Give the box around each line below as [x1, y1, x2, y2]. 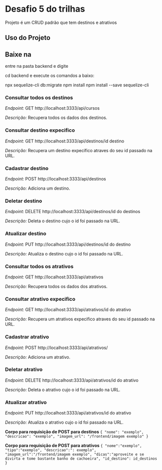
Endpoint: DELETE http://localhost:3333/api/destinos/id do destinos [5, 209, 141, 215]
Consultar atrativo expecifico [5, 295, 76, 302]
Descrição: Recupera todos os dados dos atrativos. [5, 283, 108, 289]
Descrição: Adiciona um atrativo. [5, 354, 70, 360]
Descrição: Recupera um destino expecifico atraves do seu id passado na [5, 147, 153, 153]
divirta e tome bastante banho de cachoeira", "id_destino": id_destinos [5, 456, 158, 461]
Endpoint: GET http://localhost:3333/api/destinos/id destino [5, 138, 125, 144]
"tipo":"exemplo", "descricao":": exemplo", [5, 448, 97, 453]
